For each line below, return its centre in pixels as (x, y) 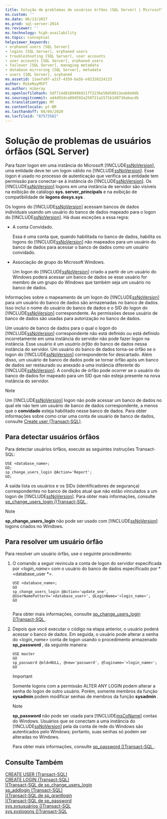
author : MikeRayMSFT (27, 84)
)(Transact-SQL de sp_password (39, 801)
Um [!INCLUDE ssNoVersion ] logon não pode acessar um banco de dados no (83, 400)
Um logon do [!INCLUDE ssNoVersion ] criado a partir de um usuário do (84, 271)
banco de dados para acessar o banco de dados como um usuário (81, 247)
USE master (24, 654)
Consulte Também (34, 762)
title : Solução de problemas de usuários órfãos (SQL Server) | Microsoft (84, 10)
